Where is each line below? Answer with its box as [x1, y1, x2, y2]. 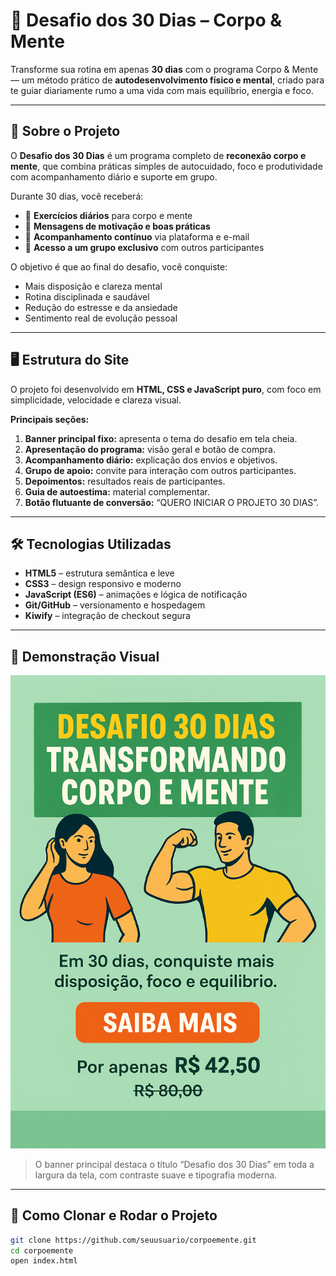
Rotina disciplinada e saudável [24, 290, 150, 303]
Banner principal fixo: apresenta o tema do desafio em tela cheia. [24, 432, 298, 444]
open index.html [10, 1256, 78, 1266]
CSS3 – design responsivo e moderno [24, 578, 182, 590]
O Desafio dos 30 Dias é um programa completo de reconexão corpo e [10, 149, 307, 161]
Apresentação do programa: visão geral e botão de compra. [24, 443, 276, 455]
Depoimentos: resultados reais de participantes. [24, 475, 226, 487]
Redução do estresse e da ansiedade [24, 301, 178, 313]
